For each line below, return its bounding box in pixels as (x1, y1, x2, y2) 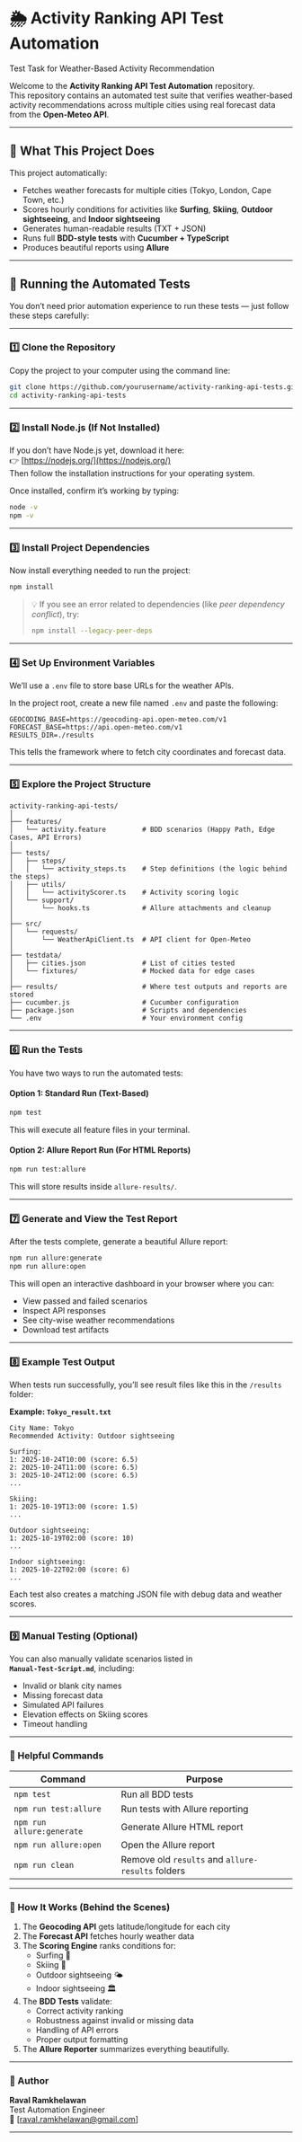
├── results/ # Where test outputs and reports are (9, 982, 288, 992)
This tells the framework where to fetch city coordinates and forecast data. (9, 747, 287, 757)
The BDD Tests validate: (22, 1996, 112, 2006)
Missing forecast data (22, 1690, 103, 1701)
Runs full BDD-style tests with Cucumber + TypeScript (22, 232, 229, 243)
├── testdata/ (9, 951, 63, 960)
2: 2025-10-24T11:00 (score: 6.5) (9, 1463, 139, 1473)
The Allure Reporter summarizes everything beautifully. (22, 2043, 230, 2054)
